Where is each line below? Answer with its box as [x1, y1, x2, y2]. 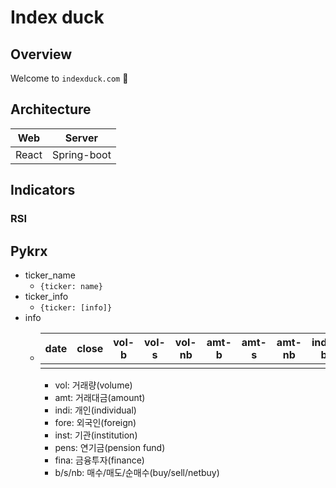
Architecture [10, 101, 92, 118]
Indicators [10, 182, 76, 199]
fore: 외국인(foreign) [54, 416, 137, 428]
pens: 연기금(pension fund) [54, 441, 166, 453]
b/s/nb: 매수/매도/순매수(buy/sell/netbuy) [54, 466, 220, 478]
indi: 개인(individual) [54, 404, 137, 416]
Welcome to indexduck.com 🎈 [10, 72, 129, 84]
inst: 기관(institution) [54, 429, 138, 441]
